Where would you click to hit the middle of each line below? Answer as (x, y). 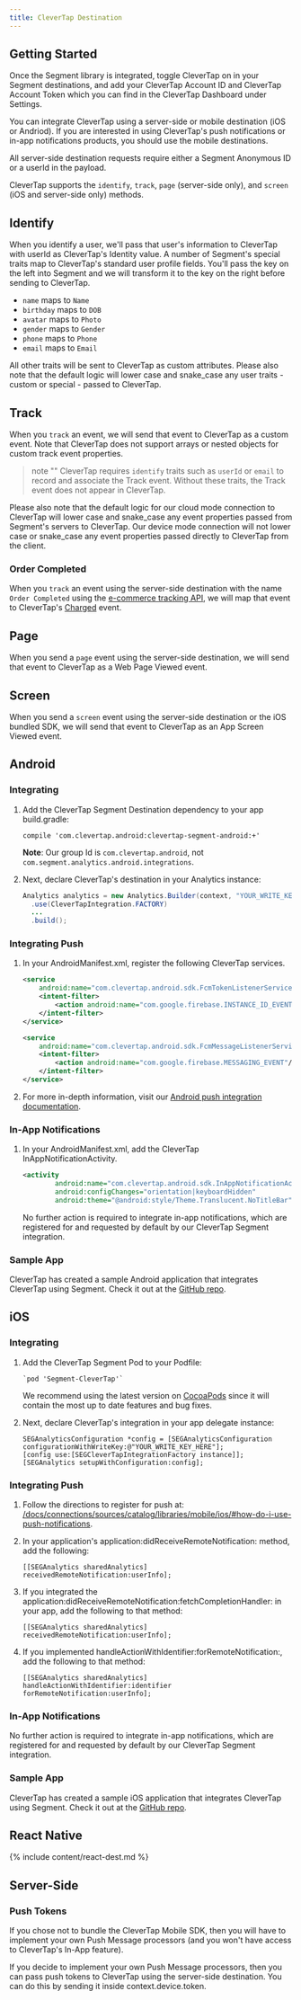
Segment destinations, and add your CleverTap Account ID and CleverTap (146, 85)
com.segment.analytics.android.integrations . (108, 862)
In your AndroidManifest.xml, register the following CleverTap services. (154, 964)
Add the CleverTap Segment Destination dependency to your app (143, 809)
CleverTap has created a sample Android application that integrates (134, 1280)
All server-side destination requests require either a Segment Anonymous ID (150, 158)
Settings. (26, 104)
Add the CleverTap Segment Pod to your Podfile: (112, 1362)
